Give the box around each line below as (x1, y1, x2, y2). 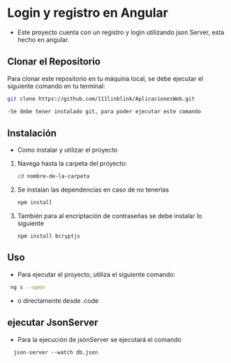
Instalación (7, 127, 57, 139)
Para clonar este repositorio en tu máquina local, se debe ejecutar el (7, 74, 204, 83)
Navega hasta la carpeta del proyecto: (17, 159, 128, 168)
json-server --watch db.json (13, 348, 98, 356)
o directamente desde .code (17, 296, 99, 305)
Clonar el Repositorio (7, 56, 101, 68)
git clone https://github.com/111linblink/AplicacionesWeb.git (7, 95, 195, 102)
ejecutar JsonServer (7, 317, 99, 329)
